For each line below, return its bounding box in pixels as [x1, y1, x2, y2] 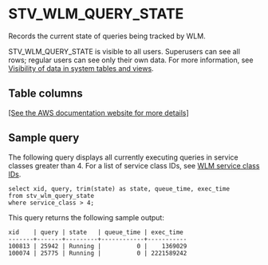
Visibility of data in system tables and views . [8, 63, 154, 73]
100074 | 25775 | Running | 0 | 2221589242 [8, 249, 187, 257]
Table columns [8, 87, 84, 101]
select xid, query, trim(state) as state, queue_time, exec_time [8, 184, 230, 192]
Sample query [8, 131, 80, 144]
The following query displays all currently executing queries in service [8, 152, 239, 162]
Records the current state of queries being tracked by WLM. [8, 31, 206, 41]
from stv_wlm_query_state [8, 192, 94, 200]
